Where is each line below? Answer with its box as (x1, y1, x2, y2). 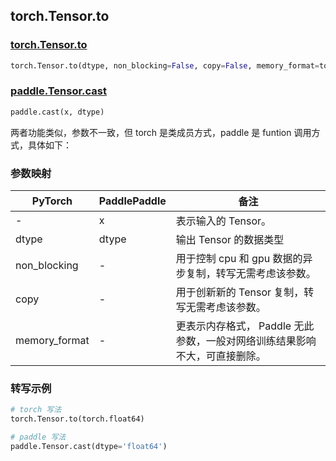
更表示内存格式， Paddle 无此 (175, 319, 315, 333)
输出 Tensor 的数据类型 (175, 233, 285, 247)
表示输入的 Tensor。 (175, 214, 272, 228)
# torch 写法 (10, 405, 62, 415)
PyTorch (31, 194, 73, 208)
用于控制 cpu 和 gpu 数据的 (175, 252, 303, 266)
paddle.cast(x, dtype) (10, 107, 105, 117)
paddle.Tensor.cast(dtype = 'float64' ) (10, 441, 168, 451)
